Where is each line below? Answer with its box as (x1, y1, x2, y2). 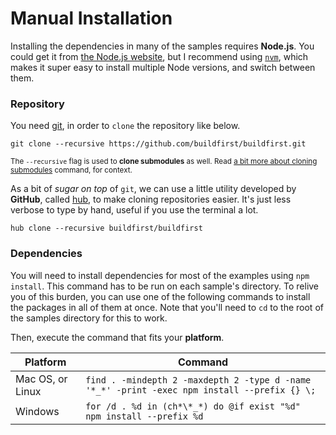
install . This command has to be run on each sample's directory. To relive (10, 280, 320, 292)
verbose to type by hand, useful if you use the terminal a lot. (10, 204, 259, 216)
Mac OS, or (15, 372, 68, 386)
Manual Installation (10, 7, 173, 30)
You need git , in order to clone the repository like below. (10, 120, 241, 132)
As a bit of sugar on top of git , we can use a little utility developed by (10, 183, 297, 195)
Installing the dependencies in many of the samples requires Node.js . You (10, 40, 315, 52)
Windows (15, 404, 60, 418)
